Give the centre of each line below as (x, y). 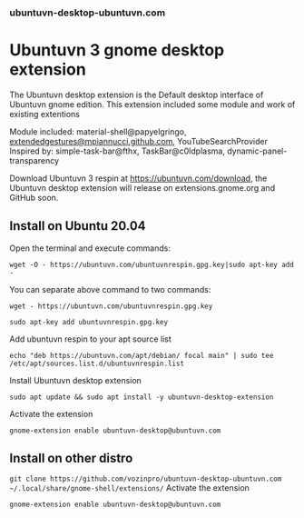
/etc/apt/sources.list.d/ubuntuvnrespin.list (97, 364)
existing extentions (44, 114)
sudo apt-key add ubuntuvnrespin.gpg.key (89, 322)
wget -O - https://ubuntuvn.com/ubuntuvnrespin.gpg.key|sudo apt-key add (152, 264)
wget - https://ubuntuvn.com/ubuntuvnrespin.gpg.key (111, 306)
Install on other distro (71, 458)
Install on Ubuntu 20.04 (78, 226)
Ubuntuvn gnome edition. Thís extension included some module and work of (152, 104)
